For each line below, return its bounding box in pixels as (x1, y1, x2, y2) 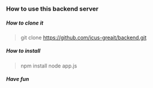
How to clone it (6, 19, 44, 26)
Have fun (6, 76, 29, 83)
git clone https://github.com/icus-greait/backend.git (20, 34, 147, 41)
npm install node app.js (20, 62, 78, 69)
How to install (6, 48, 41, 55)
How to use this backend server (6, 5, 99, 13)
